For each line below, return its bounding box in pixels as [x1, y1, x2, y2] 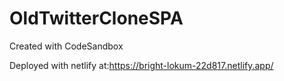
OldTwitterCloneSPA [9, 7, 184, 30]
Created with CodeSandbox [9, 40, 124, 52]
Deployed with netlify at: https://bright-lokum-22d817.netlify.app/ [9, 59, 274, 71]
